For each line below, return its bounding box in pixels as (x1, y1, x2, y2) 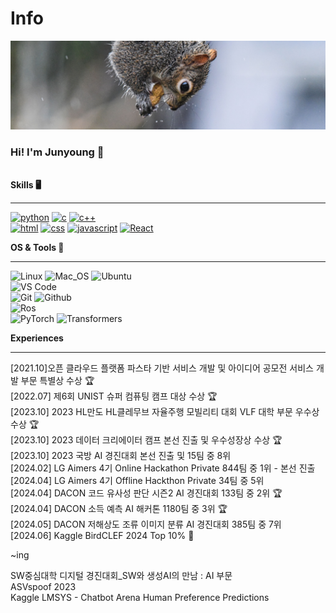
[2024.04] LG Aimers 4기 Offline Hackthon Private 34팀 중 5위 (10, 474, 265, 486)
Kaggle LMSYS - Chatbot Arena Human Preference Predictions (10, 591, 270, 603)
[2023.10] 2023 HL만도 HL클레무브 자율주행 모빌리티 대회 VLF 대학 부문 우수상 (10, 405, 320, 417)
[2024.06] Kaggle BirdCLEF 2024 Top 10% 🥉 (10, 529, 195, 541)
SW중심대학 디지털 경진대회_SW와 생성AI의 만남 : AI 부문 (10, 569, 233, 581)
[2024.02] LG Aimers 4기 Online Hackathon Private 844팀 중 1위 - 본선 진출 (10, 462, 316, 474)
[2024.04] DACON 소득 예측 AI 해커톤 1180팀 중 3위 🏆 (10, 502, 228, 514)
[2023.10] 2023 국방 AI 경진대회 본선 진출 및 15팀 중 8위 (10, 449, 232, 461)
